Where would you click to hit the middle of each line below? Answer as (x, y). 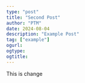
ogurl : (14, 46)
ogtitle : (17, 57)
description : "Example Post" (43, 34)
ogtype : (16, 51)
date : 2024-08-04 (28, 29)
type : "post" (23, 12)
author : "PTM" (24, 23)
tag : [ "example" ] (28, 40)
